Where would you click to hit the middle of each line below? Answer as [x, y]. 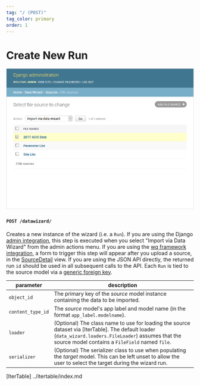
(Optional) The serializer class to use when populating [120, 350]
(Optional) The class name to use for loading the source [122, 323]
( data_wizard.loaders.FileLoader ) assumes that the [118, 336]
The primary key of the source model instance [110, 294]
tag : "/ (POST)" [26, 12]
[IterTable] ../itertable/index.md [44, 376]
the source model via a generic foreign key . [59, 272]
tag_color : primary [30, 19]
